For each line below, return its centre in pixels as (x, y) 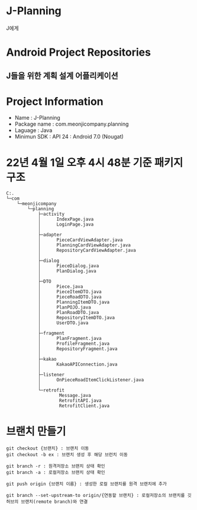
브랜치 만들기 (36, 431)
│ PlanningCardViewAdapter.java (84, 245)
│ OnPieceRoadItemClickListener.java (91, 380)
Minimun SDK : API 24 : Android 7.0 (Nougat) (69, 137)
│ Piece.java (60, 287)
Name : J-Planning (37, 118)
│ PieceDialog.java (68, 266)
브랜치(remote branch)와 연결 (54, 502)
